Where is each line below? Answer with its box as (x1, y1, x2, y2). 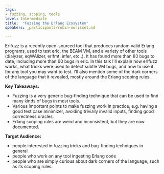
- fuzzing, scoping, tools (5, 12, 60, 17)
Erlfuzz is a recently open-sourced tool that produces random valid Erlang (5, 43, 155, 49)
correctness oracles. (12, 114, 54, 119)
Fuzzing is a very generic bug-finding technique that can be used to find (12, 93, 159, 99)
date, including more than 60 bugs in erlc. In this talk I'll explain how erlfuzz (5, 58, 158, 64)
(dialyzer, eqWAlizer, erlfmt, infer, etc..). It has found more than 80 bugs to (5, 53, 155, 59)
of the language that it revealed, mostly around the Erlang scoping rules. (5, 74, 151, 80)
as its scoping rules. (12, 164, 53, 170)
